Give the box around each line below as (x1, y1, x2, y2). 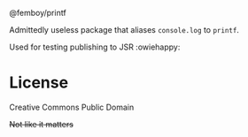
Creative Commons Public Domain (9, 102, 135, 112)
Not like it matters (9, 118, 74, 129)
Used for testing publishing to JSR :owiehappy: (9, 42, 181, 52)
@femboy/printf (9, 8, 66, 18)
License (9, 72, 69, 93)
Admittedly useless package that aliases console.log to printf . (9, 25, 239, 34)
